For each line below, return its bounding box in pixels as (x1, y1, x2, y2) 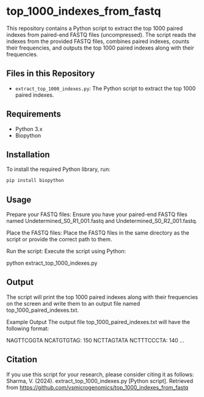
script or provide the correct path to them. (6, 236, 112, 243)
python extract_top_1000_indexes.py (6, 259, 98, 267)
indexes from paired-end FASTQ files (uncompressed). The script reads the (6, 31, 197, 38)
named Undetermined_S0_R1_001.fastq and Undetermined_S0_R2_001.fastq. (6, 217, 197, 225)
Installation (6, 149, 50, 160)
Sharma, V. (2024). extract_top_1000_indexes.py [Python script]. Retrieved (6, 377, 194, 384)
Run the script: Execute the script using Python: (6, 248, 126, 255)
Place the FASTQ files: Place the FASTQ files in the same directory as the (6, 229, 189, 236)
